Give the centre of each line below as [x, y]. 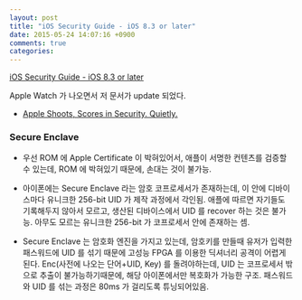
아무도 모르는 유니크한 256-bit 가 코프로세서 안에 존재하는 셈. [142, 222]
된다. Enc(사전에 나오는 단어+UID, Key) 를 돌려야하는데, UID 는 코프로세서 [153, 264]
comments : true [38, 43]
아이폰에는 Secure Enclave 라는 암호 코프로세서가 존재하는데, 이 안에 [144, 188]
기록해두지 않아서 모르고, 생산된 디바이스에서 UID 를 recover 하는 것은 [146, 211]
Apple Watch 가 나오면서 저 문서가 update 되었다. [98, 96]
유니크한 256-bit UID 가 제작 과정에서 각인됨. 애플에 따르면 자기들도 [166, 200]
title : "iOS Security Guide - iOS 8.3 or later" [103, 26]
